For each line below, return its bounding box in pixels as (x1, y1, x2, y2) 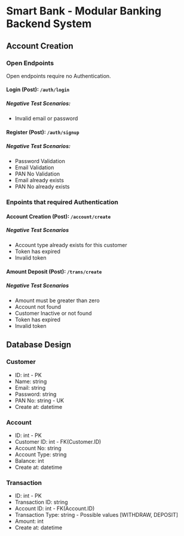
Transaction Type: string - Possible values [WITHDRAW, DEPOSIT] (14, 511, 178, 519)
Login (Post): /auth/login (6, 86, 70, 94)
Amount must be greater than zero (14, 297, 100, 304)
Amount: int (14, 517, 44, 525)
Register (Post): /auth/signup (6, 129, 79, 136)
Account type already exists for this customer (14, 242, 127, 249)
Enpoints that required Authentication (6, 198, 118, 206)
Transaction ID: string (14, 499, 68, 506)
